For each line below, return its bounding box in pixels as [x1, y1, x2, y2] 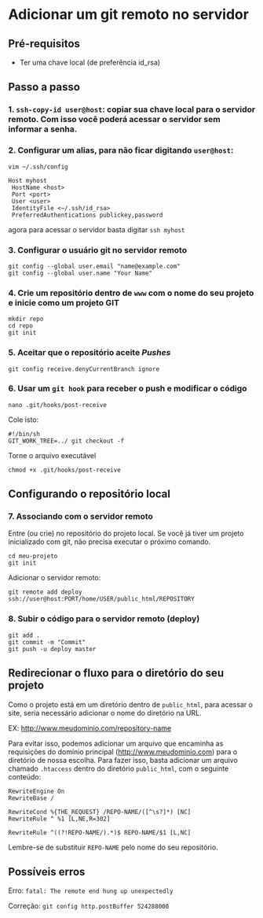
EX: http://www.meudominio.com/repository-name [8, 723, 172, 733]
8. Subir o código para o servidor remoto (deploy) [8, 613, 200, 624]
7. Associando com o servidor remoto [8, 511, 153, 522]
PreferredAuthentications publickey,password [11, 211, 163, 219]
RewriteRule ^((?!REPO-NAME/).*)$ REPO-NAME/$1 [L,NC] [8, 828, 192, 836]
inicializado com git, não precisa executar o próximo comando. [8, 537, 211, 546]
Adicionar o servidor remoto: [8, 573, 101, 583]
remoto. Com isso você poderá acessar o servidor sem [8, 114, 221, 125]
